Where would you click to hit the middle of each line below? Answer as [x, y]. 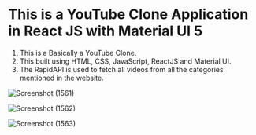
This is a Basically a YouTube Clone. [78, 53]
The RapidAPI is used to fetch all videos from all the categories [121, 69]
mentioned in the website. [61, 78]
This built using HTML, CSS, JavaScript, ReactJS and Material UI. [125, 61]
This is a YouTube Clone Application [128, 15]
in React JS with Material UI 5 [106, 31]
